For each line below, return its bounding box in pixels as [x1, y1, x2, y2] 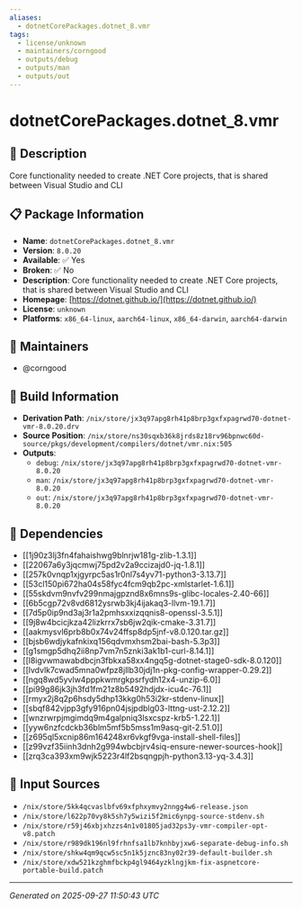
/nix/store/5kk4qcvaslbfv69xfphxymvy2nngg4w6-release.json [22, 802, 249, 811]
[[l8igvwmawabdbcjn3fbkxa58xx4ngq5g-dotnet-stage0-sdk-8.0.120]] [22, 655, 282, 666]
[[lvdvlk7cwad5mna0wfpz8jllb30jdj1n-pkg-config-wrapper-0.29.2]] [22, 665, 272, 675]
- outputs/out [17, 72, 70, 81]
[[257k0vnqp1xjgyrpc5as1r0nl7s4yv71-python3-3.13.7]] [22, 569, 226, 580]
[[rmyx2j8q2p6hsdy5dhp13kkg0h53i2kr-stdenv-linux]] [22, 694, 225, 704]
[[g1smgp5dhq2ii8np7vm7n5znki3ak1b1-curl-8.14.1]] [22, 645, 215, 656]
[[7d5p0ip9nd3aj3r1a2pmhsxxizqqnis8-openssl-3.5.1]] [22, 607, 223, 617]
